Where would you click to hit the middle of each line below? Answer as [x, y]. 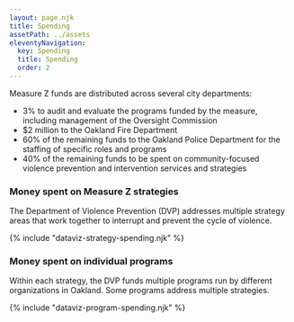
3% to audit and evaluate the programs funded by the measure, [140, 111]
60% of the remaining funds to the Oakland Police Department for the [151, 139]
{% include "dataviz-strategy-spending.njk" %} [97, 238]
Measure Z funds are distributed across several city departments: [131, 93]
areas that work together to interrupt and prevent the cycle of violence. [141, 220]
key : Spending [44, 51]
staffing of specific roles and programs [94, 148]
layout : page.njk [42, 18]
